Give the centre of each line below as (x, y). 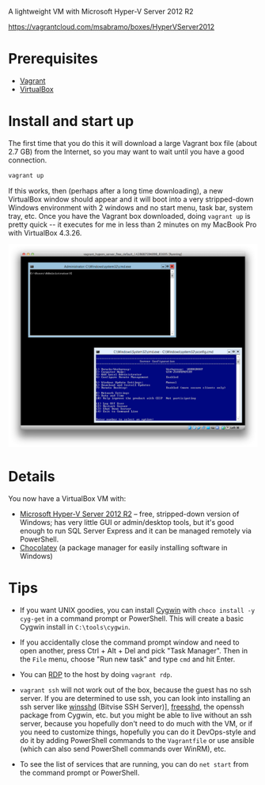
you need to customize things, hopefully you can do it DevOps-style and (138, 732)
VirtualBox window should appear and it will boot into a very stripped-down (131, 199)
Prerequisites (53, 59)
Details (32, 476)
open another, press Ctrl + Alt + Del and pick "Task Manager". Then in (133, 650)
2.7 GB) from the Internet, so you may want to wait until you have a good (126, 151)
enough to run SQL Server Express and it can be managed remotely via (135, 530)
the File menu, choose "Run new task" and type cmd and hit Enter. (127, 659)
